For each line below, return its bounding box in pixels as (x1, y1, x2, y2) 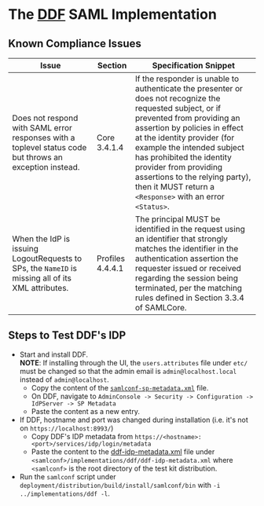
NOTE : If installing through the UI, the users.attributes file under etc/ (19, 357, 248, 367)
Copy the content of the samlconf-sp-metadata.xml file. (31, 383, 209, 392)
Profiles (97, 253, 126, 264)
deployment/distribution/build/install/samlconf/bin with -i (19, 480, 221, 489)
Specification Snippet (152, 60, 236, 71)
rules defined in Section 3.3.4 (134, 292, 245, 303)
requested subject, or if (134, 103, 222, 113)
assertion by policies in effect (134, 123, 244, 133)
